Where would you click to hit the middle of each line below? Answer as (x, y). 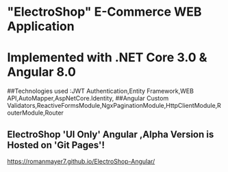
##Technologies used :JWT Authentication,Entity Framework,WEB (100, 91)
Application (41, 26)
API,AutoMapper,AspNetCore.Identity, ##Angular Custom (88, 98)
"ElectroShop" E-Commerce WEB (104, 12)
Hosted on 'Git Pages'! (56, 145)
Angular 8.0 (42, 72)
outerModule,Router (35, 113)
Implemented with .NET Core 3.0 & (107, 58)
